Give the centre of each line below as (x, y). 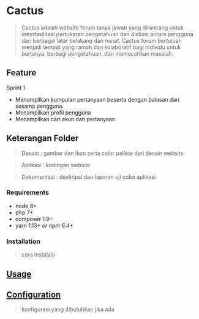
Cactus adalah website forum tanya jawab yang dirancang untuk (102, 28)
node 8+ (26, 206)
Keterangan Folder (43, 138)
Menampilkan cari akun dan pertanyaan (65, 119)
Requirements (28, 192)
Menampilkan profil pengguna (53, 112)
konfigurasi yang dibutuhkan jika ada (68, 309)
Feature (21, 73)
